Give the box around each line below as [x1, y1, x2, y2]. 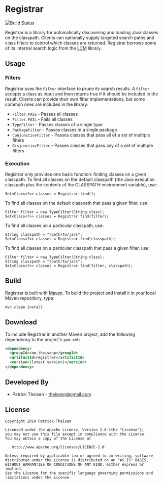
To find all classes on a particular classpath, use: [5, 222, 104, 228]
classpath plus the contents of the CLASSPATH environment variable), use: [5, 181, 157, 187]
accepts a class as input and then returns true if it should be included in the [5, 90, 159, 97]
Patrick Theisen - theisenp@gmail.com [12, 391, 92, 397]
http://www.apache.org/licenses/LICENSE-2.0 [11, 444, 105, 449]
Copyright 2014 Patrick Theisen [5, 419, 71, 424]
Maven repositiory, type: [5, 295, 55, 301]
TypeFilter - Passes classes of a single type [12, 121, 103, 127]
